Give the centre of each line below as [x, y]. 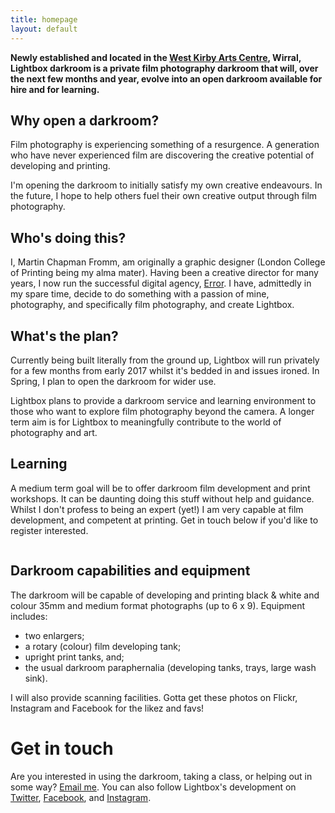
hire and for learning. [55, 89]
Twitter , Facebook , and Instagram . [81, 797]
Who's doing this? [68, 237]
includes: [29, 616]
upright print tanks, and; [74, 657]
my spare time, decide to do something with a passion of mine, [140, 294]
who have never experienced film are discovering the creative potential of [162, 155]
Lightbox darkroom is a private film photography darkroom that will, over [164, 68]
